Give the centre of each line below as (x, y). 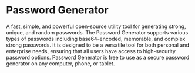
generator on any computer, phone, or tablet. (60, 63)
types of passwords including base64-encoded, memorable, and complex (96, 39)
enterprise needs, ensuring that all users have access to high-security (91, 51)
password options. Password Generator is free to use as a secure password (98, 57)
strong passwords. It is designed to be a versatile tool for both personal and (97, 45)
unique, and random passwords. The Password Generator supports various (97, 32)
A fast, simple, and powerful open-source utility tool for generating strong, (96, 26)
